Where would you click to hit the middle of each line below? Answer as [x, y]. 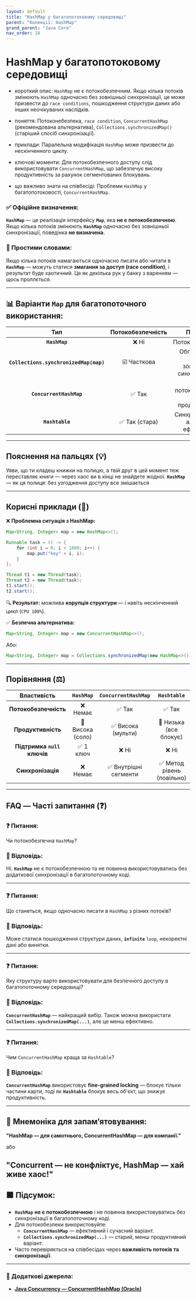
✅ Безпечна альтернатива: [40, 622]
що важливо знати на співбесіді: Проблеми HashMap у [80, 186]
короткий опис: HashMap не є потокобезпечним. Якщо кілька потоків [99, 91]
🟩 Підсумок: [31, 1195]
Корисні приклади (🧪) [48, 507]
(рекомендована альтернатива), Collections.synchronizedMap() [93, 127]
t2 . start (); [20, 591]
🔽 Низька [171, 722]
